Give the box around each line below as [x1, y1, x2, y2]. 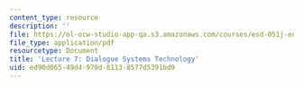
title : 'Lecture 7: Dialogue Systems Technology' [9, 55, 200, 64]
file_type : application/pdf [9, 38, 115, 47]
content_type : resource [9, 13, 99, 22]
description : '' [9, 21, 70, 30]
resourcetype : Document [9, 47, 99, 56]
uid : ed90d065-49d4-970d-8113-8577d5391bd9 [9, 64, 176, 73]
